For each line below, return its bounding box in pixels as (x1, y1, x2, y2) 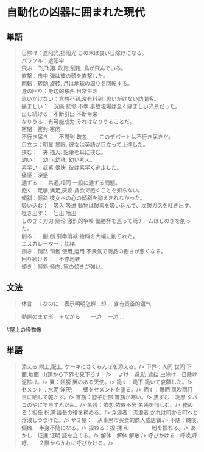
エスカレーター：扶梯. (21, 240, 77, 247)
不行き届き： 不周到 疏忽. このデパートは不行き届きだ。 (21, 133, 174, 140)
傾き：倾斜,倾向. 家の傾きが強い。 (21, 263, 107, 270)
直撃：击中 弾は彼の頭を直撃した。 (21, 72, 108, 79)
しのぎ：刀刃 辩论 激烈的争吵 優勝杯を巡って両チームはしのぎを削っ (21, 217, 191, 224)
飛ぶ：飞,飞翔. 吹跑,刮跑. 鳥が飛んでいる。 (21, 65, 127, 71)
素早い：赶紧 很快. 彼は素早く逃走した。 (21, 164, 122, 171)
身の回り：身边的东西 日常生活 (21, 87, 98, 95)
